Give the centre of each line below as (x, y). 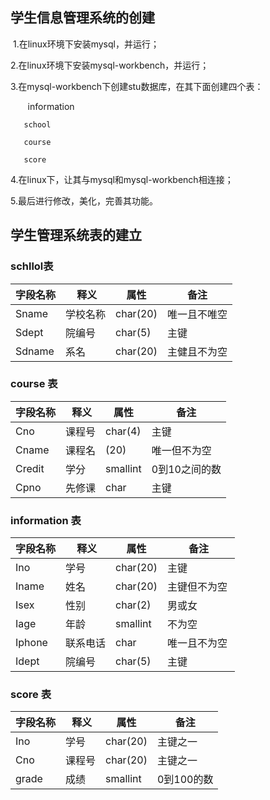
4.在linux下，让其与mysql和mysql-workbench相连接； (122, 179)
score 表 (31, 695)
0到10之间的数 (186, 469)
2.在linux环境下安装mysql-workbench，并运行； (110, 65)
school (37, 124)
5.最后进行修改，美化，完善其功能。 (84, 200)
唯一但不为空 (181, 450)
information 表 (46, 520)
